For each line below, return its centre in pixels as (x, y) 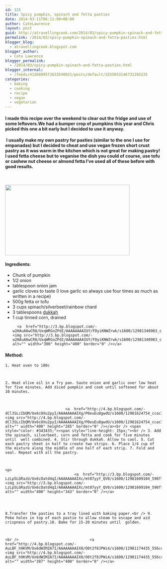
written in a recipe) (32, 296)
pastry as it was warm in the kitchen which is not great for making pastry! (83, 151)
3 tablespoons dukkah (35, 312)
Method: (14, 355)
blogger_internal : (24, 70)
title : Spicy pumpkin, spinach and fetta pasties (58, 14)
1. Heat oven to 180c (28, 366)
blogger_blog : (20, 42)
